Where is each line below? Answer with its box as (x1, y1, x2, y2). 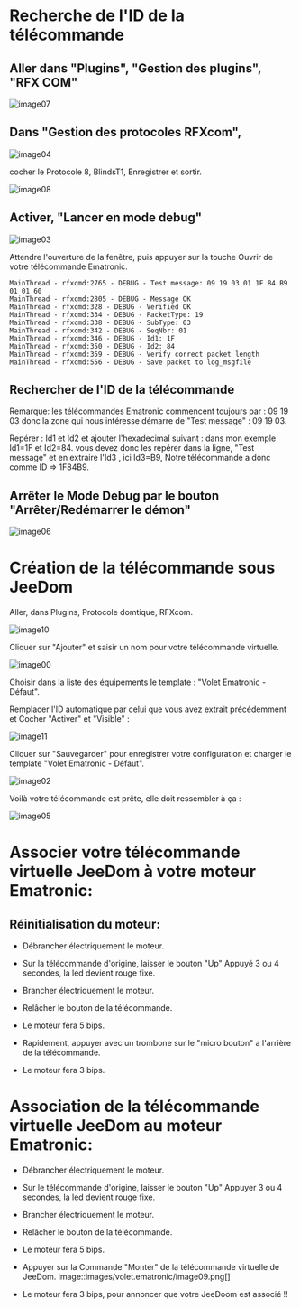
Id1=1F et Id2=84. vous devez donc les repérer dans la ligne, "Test (9, 443, 255, 453)
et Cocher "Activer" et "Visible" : (9, 714, 130, 724)
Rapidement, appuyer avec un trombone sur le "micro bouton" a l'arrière (22, 1038, 291, 1049)
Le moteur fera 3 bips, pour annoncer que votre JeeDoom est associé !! (22, 1289, 288, 1300)
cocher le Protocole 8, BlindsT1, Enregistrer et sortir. (9, 166, 203, 177)
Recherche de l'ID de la (9, 5, 185, 26)
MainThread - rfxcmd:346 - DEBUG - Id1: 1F (9, 333, 176, 343)
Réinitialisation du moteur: (9, 916, 160, 931)
